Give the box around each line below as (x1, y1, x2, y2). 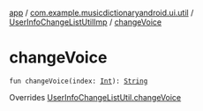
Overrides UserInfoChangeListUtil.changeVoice (9, 92, 182, 102)
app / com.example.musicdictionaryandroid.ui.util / (9, 8, 194, 18)
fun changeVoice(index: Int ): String (9, 77, 148, 85)
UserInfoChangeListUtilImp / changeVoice (9, 17, 162, 27)
